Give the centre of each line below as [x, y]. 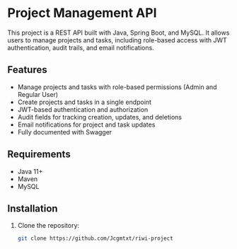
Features [27, 70]
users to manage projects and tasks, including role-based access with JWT [117, 40]
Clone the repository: [48, 226]
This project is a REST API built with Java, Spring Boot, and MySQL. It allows [118, 33]
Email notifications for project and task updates [86, 124]
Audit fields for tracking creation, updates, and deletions [100, 117]
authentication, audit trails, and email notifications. [81, 47]
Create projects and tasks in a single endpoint [85, 102]
